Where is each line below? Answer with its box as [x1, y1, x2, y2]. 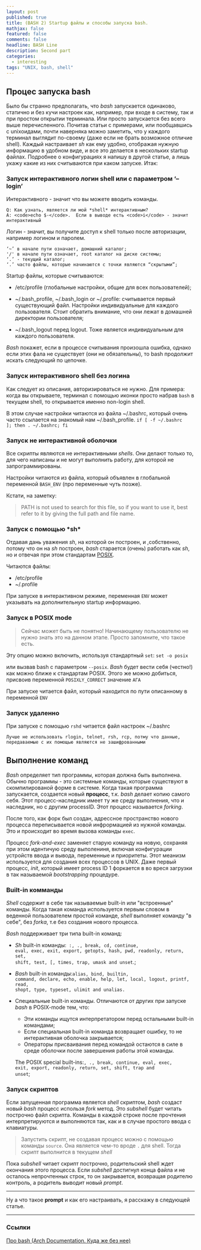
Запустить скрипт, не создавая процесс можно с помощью [20, 1136, 173, 1143]
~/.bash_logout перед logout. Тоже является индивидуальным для [14, 326, 184, 333]
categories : [6, 53, 36, 59]
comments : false [6, 37, 47, 42]
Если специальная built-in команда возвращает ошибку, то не [23, 1028, 182, 1035]
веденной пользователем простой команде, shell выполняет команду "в [6, 912, 191, 919]
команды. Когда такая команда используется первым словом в [6, 906, 169, 913]
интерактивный [6, 218, 42, 224]
